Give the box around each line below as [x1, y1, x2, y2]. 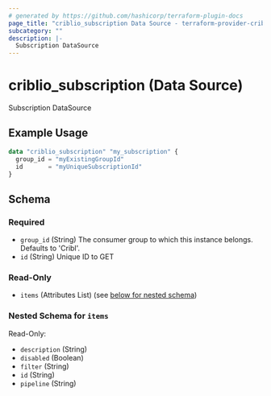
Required [8, 217, 45, 228]
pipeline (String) [19, 378, 77, 388]
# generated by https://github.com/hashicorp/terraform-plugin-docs [8, 11, 244, 20]
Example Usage [8, 126, 89, 140]
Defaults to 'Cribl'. [19, 243, 81, 254]
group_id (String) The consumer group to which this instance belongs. [19, 235, 253, 245]
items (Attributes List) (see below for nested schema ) [19, 291, 198, 300]
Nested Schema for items [8, 311, 109, 322]
